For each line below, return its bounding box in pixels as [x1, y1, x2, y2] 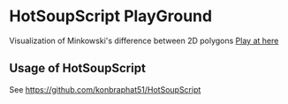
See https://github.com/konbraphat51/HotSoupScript [9, 84, 201, 94]
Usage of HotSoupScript [9, 61, 146, 76]
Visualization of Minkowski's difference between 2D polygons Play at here [9, 35, 279, 46]
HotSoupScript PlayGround [9, 6, 213, 26]
